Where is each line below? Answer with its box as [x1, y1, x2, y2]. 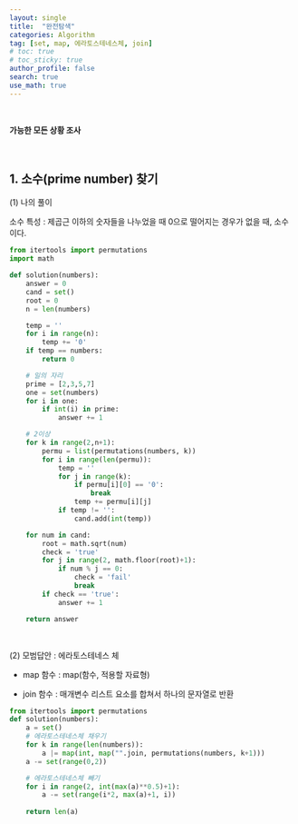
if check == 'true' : [42, 590, 120, 599]
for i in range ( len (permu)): [42, 455, 152, 464]
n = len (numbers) [25, 304, 91, 313]
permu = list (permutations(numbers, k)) [42, 446, 197, 455]
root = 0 [25, 296, 59, 305]
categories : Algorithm [9, 30, 95, 39]
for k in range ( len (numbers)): [25, 740, 144, 750]
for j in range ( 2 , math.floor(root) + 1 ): [42, 556, 197, 565]
